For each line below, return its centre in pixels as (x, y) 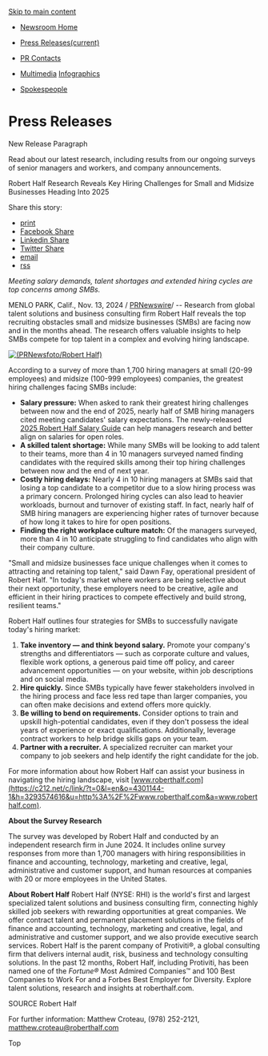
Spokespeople (44, 89)
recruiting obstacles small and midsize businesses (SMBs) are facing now (130, 322)
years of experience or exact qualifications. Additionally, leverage (128, 730)
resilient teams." (35, 605)
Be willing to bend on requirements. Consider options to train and (129, 713)
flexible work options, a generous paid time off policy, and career (127, 662)
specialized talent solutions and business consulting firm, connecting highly (133, 903)
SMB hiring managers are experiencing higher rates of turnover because (139, 513)
